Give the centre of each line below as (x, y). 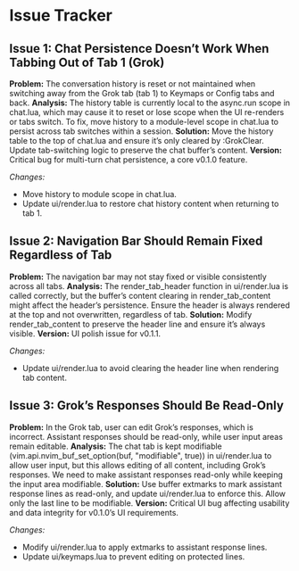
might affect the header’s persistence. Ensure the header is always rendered (149, 305)
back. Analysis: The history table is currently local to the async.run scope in (150, 103)
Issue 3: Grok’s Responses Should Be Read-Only (146, 405)
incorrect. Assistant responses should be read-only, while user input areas (146, 436)
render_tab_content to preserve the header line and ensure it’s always (137, 324)
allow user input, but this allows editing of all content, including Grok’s (137, 465)
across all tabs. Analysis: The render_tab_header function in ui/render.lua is (149, 285)
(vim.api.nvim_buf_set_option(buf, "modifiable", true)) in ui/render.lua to (141, 455)
